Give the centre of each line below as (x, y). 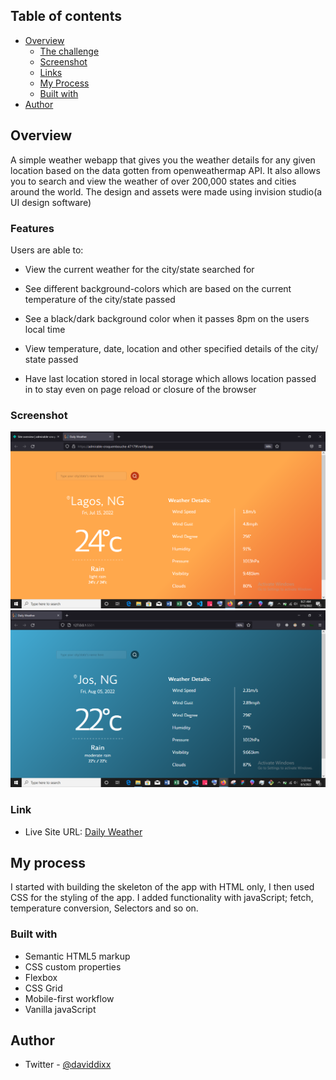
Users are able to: (47, 250)
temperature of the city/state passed (100, 299)
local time (45, 329)
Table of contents (66, 16)
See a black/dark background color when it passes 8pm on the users (167, 318)
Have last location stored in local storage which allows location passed (170, 378)
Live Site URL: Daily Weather (83, 831)
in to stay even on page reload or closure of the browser (140, 389)
